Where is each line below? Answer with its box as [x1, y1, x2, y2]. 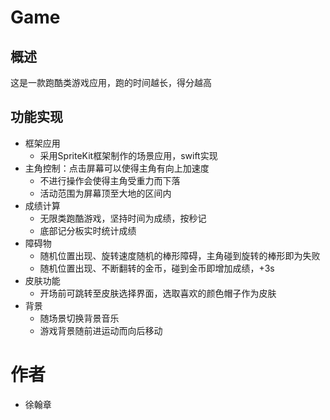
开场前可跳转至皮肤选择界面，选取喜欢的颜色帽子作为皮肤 [39, 287, 277, 299]
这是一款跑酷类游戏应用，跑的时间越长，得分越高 [10, 77, 212, 88]
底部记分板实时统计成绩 [39, 224, 137, 236]
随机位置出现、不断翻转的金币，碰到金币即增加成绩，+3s [39, 262, 275, 274]
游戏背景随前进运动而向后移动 [39, 324, 163, 336]
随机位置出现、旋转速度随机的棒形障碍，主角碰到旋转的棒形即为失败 [39, 249, 321, 261]
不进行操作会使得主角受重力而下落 [39, 174, 181, 186]
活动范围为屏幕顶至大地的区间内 [39, 187, 172, 199]
